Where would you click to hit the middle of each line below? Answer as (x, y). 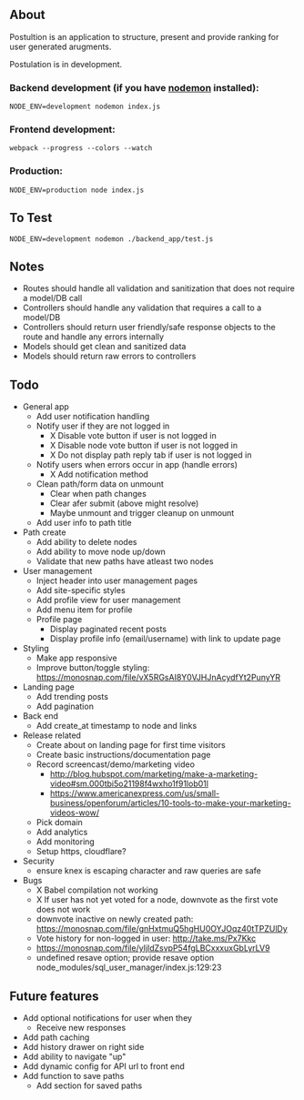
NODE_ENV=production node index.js (77, 190)
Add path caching (56, 1037)
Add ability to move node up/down (101, 552)
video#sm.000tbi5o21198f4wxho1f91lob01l (129, 784)
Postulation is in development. (66, 64)
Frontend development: (62, 129)
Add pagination (65, 706)
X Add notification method (99, 474)
